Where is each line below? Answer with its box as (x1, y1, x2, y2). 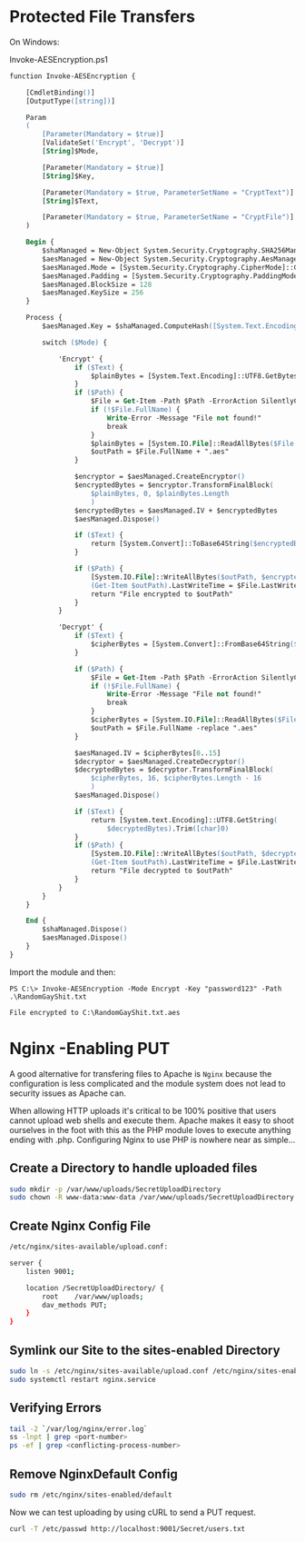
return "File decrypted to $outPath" (90, 866, 233, 876)
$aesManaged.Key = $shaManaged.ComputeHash (42, 322, 209, 331)
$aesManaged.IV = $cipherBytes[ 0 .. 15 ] (74, 748, 221, 758)
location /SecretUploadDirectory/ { (25, 1283, 165, 1292)
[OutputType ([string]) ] (25, 96, 116, 105)
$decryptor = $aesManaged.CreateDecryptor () (74, 757, 246, 766)
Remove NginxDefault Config (9, 1466, 179, 1482)
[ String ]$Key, (42, 171, 95, 181)
